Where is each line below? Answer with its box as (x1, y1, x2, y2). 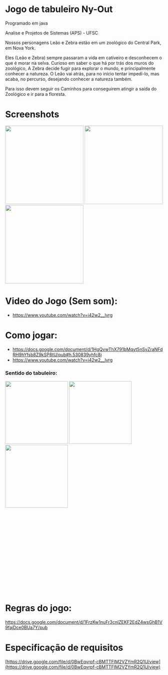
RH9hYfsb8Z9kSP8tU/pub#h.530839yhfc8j (12, 352, 102, 358)
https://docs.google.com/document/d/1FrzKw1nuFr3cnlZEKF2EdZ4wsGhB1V (5, 619, 162, 625)
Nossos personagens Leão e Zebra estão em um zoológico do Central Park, (5, 39, 161, 46)
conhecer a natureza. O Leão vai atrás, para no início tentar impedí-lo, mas (5, 70, 159, 76)
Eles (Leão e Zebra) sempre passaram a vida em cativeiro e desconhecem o (5, 54, 162, 61)
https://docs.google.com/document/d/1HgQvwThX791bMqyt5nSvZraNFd (12, 346, 163, 352)
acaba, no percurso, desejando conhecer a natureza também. (5, 76, 132, 82)
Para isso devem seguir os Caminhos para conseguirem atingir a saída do (5, 85, 157, 91)
